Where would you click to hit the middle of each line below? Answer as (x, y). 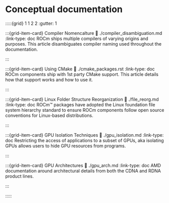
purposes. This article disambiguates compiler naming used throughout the (83, 44)
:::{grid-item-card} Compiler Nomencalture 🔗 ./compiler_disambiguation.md (84, 33)
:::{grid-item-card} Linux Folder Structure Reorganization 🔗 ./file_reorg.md (82, 99)
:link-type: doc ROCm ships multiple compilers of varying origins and (77, 38)
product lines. (20, 176)
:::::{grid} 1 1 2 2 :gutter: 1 (31, 23)
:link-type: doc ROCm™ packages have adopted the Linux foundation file (80, 104)
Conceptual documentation (64, 9)
